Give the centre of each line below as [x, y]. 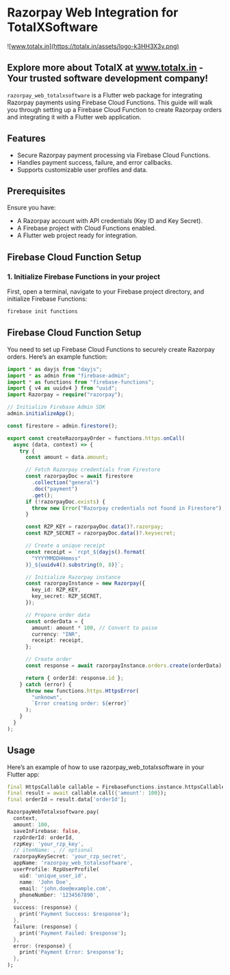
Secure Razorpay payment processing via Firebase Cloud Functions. [114, 155]
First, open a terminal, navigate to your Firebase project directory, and [106, 292]
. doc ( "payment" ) [55, 489]
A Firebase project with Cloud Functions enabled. [87, 228]
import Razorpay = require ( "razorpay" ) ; [66, 395]
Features [26, 139]
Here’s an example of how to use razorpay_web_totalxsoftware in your [106, 767]
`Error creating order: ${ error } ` [81, 704]
